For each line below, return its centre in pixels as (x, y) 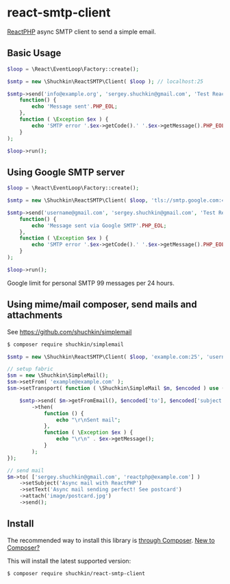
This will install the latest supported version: (69, 561)
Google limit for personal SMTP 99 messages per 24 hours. (91, 283)
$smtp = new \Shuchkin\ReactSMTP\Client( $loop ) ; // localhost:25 (105, 81)
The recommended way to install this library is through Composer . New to (111, 540)
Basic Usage (34, 53)
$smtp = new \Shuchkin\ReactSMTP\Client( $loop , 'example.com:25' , (105, 357)
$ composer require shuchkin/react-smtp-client (76, 573)
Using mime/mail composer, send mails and (102, 304)
